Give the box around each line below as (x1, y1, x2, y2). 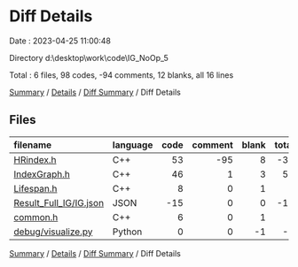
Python (112, 225, 143, 238)
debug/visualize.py (13, 225, 93, 238)
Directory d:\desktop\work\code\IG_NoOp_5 (9, 52, 169, 63)
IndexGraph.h (13, 168, 71, 180)
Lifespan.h (13, 182, 58, 195)
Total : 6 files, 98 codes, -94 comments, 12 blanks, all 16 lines (9, 69, 234, 80)
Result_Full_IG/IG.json (13, 196, 105, 209)
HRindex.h (13, 153, 57, 165)
